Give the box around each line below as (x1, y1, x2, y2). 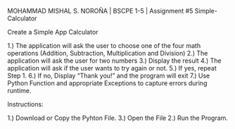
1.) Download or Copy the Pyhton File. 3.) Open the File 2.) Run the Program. (7, 113, 229, 122)
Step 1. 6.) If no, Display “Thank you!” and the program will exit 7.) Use (7, 71, 210, 80)
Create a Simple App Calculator (7, 28, 99, 36)
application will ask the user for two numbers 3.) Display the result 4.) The (7, 56, 222, 65)
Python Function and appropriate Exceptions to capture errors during (7, 79, 208, 87)
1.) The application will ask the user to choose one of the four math (7, 42, 201, 49)
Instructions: (7, 100, 44, 109)
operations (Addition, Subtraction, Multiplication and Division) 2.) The (7, 49, 208, 57)
